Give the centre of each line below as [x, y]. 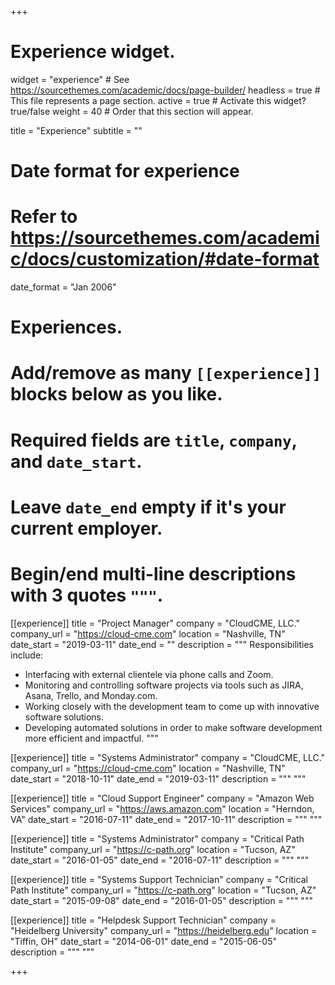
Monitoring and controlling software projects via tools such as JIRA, [164, 685]
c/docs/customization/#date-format [165, 259]
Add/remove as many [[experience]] [166, 373]
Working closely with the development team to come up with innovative [172, 706]
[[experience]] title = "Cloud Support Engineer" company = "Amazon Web [162, 798]
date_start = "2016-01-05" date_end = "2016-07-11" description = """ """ [160, 860]
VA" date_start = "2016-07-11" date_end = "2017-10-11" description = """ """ [166, 819]
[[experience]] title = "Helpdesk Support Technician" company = [143, 920]
